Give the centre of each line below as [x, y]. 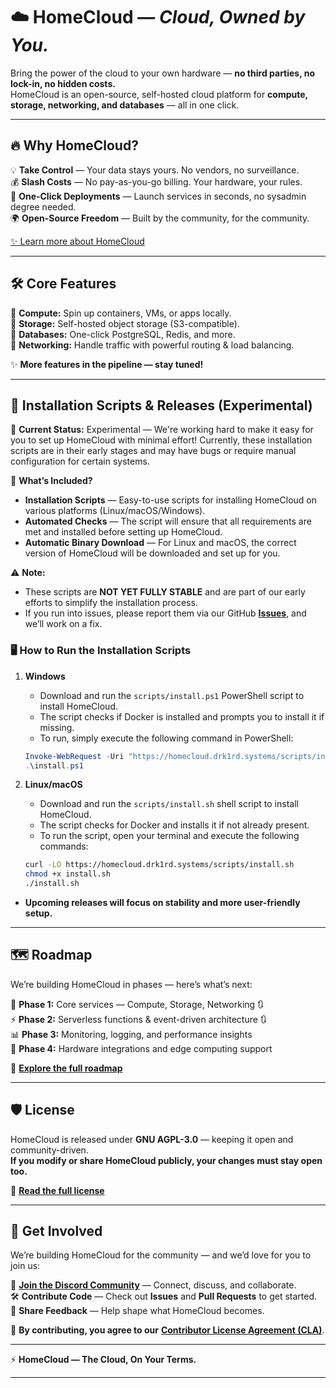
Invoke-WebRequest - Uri [74, 756]
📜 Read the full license [57, 1190]
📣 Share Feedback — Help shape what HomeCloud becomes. [137, 1311]
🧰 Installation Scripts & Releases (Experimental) [161, 405]
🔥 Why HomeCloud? [74, 145]
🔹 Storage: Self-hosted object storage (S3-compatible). [125, 323]
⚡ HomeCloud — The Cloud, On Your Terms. [103, 1360]
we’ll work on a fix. [63, 624]
